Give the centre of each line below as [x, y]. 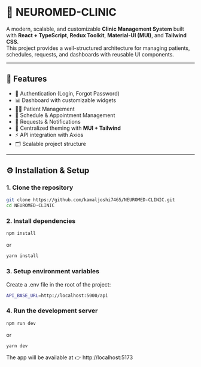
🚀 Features [27, 79]
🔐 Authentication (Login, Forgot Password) [67, 93]
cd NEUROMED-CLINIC [31, 206]
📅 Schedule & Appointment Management [65, 115]
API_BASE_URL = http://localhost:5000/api [57, 296]
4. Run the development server [52, 311]
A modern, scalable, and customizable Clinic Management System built [95, 29]
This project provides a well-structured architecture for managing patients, [98, 48]
